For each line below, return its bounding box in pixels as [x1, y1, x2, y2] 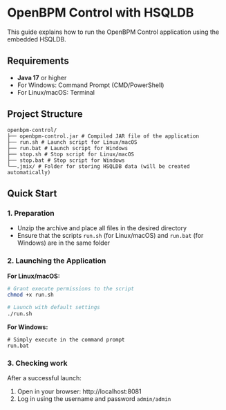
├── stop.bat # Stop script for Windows [7, 157, 126, 164]
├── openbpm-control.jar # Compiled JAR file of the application [7, 133, 199, 140]
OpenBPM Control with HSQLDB [7, 5, 194, 21]
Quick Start [7, 187, 57, 199]
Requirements [7, 55, 69, 67]
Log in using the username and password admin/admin [17, 395, 171, 403]
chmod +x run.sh [7, 292, 54, 299]
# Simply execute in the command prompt [7, 337, 126, 344]
